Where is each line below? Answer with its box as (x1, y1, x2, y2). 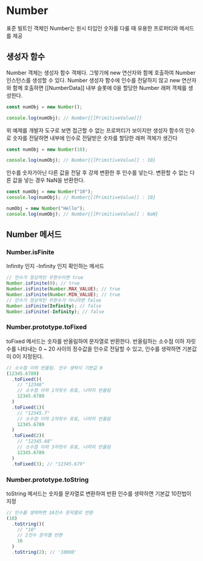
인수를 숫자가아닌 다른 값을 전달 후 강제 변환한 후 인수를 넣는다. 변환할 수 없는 (6, 169, 189, 176)
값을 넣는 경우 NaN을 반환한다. (12, 177, 85, 184)
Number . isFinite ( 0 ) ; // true (6, 280, 80, 286)
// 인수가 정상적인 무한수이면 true (6, 275, 84, 281)
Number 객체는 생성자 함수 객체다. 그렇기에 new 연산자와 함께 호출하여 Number (6, 69, 196, 76)
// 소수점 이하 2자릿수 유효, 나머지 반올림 (17, 416, 111, 422)
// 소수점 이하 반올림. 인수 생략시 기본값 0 (6, 365, 103, 371)
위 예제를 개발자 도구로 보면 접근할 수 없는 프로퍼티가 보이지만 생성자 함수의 (6, 126, 184, 134)
